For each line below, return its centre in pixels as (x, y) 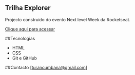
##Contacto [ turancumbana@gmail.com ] (46, 67)
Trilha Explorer (28, 8)
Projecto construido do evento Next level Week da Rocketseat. (68, 19)
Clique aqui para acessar (30, 29)
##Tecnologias (20, 38)
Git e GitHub (24, 58)
